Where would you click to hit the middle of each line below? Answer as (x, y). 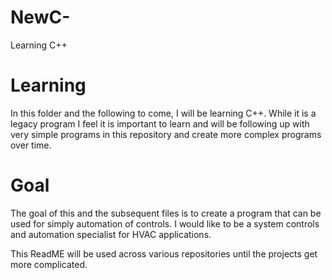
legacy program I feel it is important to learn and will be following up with (160, 123)
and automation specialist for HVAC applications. (111, 234)
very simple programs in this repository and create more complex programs (166, 134)
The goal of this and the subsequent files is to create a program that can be (166, 213)
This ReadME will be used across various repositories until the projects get (164, 253)
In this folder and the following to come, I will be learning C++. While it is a (163, 113)
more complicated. (49, 264)
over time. (31, 145)
